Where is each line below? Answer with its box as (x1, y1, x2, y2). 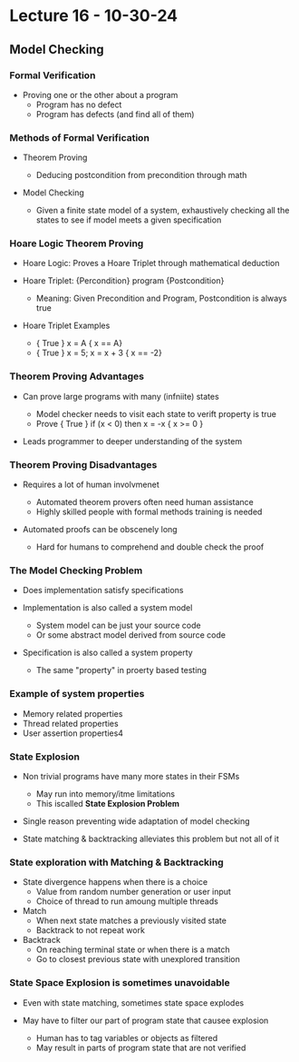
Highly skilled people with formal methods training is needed (35, 506, 263, 518)
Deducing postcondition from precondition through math (35, 170, 247, 181)
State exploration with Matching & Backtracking (9, 856, 224, 868)
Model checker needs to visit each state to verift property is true (35, 408, 276, 419)
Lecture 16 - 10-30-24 (9, 5, 178, 26)
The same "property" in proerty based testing (35, 665, 207, 676)
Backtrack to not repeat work (35, 925, 145, 936)
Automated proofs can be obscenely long (22, 524, 178, 535)
